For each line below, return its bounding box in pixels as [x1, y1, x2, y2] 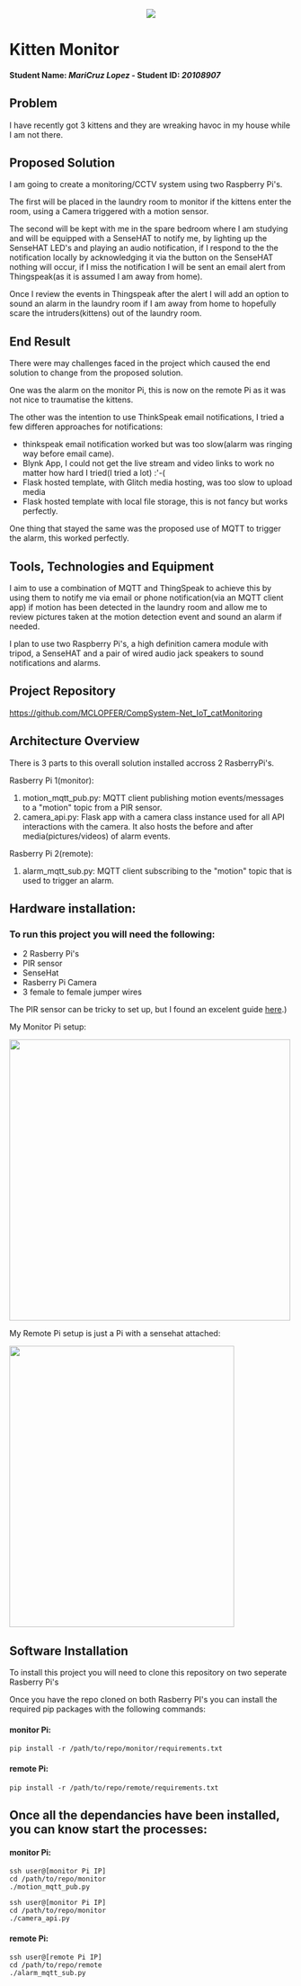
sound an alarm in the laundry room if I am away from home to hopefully [9, 298, 277, 310]
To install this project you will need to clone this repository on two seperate [9, 1667, 288, 1678]
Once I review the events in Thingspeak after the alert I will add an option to [9, 289, 289, 300]
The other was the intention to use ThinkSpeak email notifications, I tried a [9, 412, 285, 423]
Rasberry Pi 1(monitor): [9, 775, 94, 786]
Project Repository [9, 684, 117, 699]
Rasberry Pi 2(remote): [9, 848, 94, 858]
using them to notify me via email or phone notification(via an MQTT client [9, 592, 284, 603]
